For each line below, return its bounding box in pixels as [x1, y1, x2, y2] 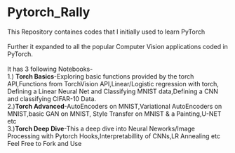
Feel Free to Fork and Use [7, 139, 82, 147]
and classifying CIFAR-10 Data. [7, 94, 97, 102]
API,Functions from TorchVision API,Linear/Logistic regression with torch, [7, 79, 220, 88]
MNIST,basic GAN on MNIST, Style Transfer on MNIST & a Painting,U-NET [7, 109, 222, 118]
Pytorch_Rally [7, 4, 90, 20]
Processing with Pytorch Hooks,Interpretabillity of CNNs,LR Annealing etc [7, 131, 221, 140]
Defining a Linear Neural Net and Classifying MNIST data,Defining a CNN [7, 87, 219, 95]
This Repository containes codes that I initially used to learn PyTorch [7, 27, 206, 36]
